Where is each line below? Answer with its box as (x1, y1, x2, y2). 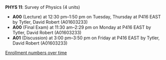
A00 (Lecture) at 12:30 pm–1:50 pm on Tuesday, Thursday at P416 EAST (12, 14, 161, 19)
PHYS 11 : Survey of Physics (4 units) (5, 4, 80, 10)
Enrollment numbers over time (5, 50, 67, 56)
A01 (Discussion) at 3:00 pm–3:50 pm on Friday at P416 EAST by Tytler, (12, 35, 160, 41)
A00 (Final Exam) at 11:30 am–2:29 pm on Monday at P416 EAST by (12, 24, 151, 30)
